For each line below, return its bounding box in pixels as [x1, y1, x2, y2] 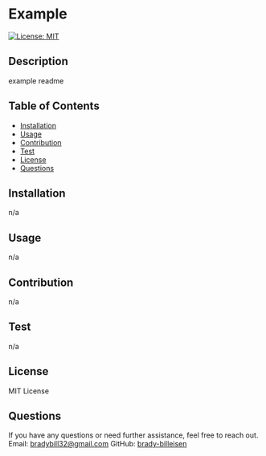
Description [8, 55, 68, 68]
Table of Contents [8, 100, 100, 113]
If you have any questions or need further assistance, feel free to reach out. [8, 430, 259, 440]
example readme [8, 75, 64, 85]
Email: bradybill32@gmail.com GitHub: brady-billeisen [8, 439, 187, 449]
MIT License [8, 386, 50, 396]
